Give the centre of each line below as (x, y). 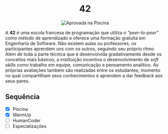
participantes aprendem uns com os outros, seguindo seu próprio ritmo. (80, 49)
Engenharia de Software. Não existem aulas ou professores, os (71, 43)
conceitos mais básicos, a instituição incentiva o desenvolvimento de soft (82, 59)
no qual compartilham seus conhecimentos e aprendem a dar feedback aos (84, 75)
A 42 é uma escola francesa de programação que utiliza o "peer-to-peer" (82, 32)
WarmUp (22, 115)
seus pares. (17, 81)
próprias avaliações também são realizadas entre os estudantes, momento (83, 70)
